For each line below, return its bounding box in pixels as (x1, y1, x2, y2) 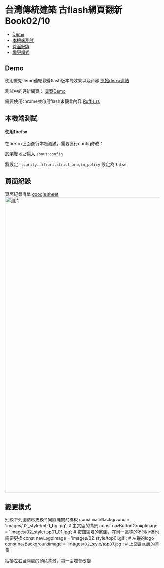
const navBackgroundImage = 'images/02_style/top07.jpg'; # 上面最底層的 (5, 541, 155, 547)
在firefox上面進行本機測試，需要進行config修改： (5, 141, 104, 147)
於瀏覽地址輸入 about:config (5, 151, 63, 157)
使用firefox (5, 128, 28, 135)
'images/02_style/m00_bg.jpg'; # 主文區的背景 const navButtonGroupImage (5, 522, 158, 528)
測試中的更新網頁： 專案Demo (5, 88, 66, 94)
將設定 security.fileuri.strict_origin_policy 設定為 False (5, 161, 127, 167)
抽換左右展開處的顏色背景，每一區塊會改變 (5, 557, 91, 564)
